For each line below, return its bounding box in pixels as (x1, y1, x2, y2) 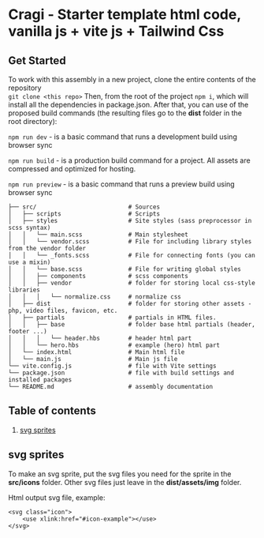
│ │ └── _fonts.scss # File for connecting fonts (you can (8, 251, 256, 259)
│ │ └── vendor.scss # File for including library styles (8, 238, 252, 246)
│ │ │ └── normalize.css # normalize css (8, 293, 181, 301)
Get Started (8, 54, 66, 67)
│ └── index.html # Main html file (8, 348, 185, 356)
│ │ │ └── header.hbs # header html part (8, 334, 192, 342)
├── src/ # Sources (8, 203, 160, 211)
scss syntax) (8, 224, 51, 231)
